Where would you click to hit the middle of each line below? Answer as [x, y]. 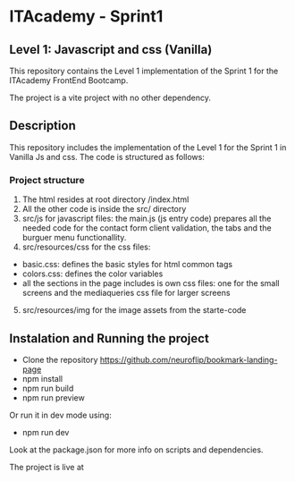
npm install [42, 378]
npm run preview [53, 397]
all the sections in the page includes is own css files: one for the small [151, 283]
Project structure [47, 180]
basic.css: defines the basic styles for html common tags [127, 265]
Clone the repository [60, 359]
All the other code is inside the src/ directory [104, 209]
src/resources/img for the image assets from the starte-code [134, 310]
